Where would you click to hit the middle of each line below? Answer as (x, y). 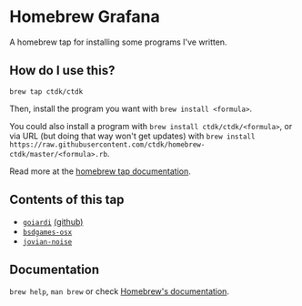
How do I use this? (62, 71)
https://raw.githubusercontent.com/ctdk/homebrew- (107, 144)
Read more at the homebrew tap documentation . (100, 171)
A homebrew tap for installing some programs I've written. (118, 42)
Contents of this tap (67, 200)
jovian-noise (47, 242)
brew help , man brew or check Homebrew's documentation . (120, 291)
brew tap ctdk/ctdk (46, 92)
